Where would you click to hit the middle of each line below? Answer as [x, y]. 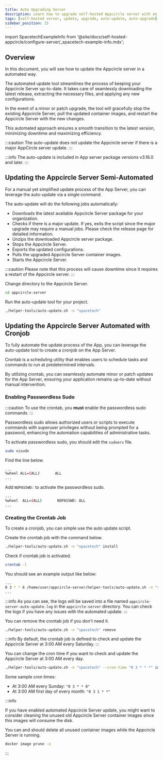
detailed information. [33, 234]
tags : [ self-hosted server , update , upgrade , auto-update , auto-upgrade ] [81, 18]
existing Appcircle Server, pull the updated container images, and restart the [81, 114]
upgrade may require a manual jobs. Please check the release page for [83, 229]
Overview [20, 57]
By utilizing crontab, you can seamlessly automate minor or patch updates [79, 374]
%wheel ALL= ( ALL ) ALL [33, 474]
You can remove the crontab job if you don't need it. [57, 621]
